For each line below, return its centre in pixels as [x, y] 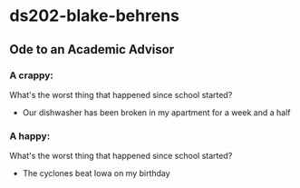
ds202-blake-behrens [94, 16]
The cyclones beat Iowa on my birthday [96, 173]
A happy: [30, 135]
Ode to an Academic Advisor [92, 49]
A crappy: [32, 75]
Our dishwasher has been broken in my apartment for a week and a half [156, 112]
